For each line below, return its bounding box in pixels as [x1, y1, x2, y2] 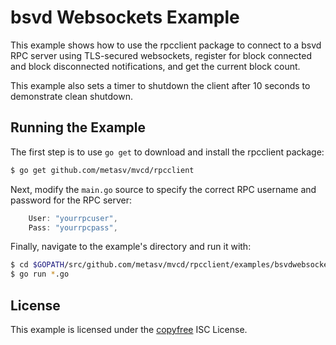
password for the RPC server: [10, 194, 133, 206]
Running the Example [10, 119, 147, 136]
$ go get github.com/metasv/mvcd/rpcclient [10, 165, 195, 175]
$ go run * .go [10, 269, 70, 280]
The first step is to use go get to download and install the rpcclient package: [10, 146, 325, 158]
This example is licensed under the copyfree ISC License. [10, 323, 248, 335]
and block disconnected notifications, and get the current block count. [10, 60, 301, 72]
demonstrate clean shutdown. [10, 90, 133, 102]
